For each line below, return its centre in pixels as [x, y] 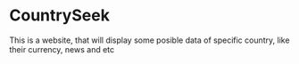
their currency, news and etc [62, 49]
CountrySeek [59, 16]
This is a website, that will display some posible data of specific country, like [149, 40]
